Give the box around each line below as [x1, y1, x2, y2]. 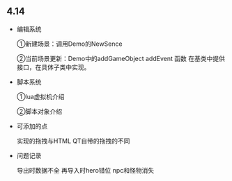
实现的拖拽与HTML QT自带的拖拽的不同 [16, 137, 130, 145]
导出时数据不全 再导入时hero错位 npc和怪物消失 [16, 166, 155, 174]
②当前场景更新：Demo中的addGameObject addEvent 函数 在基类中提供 [16, 54, 226, 62]
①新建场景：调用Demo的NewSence [16, 40, 123, 48]
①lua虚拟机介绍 [16, 92, 65, 101]
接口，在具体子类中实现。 [16, 62, 91, 71]
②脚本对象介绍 [16, 107, 63, 115]
